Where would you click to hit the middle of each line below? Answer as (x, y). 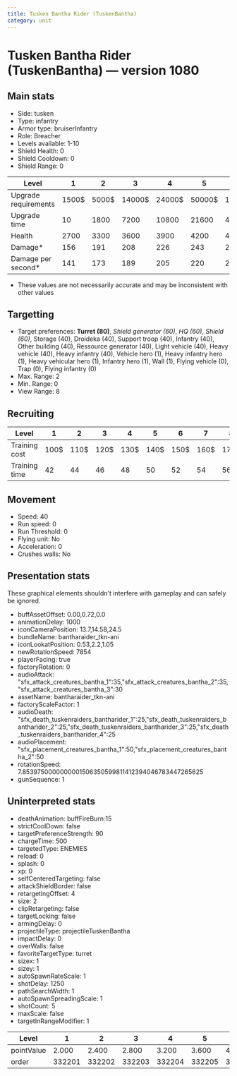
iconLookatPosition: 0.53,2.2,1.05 (66, 644)
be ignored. (24, 600)
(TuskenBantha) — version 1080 (103, 70)
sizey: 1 (28, 968)
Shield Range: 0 (41, 166)
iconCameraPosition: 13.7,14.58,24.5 (69, 629)
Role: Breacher (39, 135)
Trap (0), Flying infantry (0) (57, 369)
